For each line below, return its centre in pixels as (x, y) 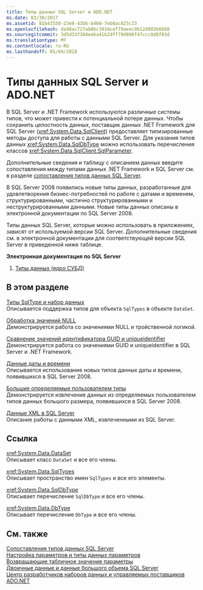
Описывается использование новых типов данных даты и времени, (94, 370)
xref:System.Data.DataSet (39, 453)
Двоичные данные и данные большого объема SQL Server (83, 568)
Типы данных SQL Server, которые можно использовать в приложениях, (100, 225)
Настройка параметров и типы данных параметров (74, 555)
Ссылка (22, 438)
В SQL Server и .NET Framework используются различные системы (93, 112)
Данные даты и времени (38, 363)
